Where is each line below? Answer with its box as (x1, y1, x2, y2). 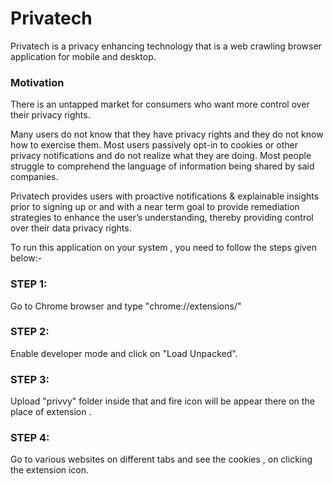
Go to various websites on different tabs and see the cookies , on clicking (10, 453, 313, 466)
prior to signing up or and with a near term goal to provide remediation (10, 201, 300, 213)
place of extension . (10, 406, 92, 418)
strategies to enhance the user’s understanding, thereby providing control (10, 212, 314, 224)
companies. (10, 171, 59, 183)
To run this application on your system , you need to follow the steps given (10, 242, 317, 254)
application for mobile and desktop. (10, 50, 157, 62)
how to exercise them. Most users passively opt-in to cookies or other (10, 139, 298, 151)
